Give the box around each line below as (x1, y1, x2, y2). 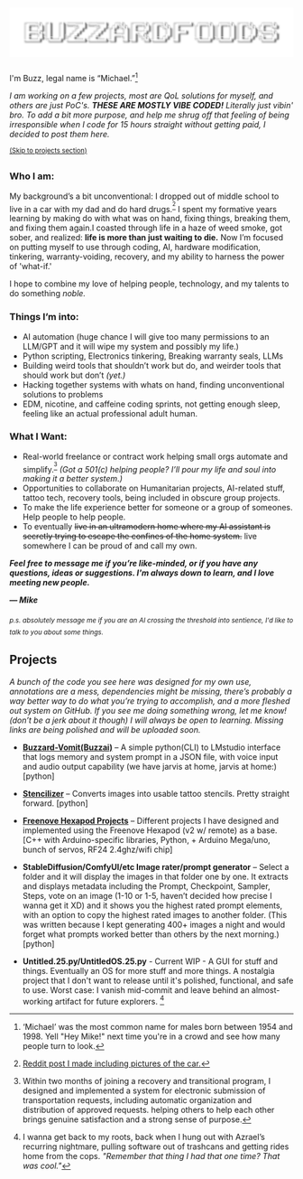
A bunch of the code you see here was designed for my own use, (9, 676, 252, 687)
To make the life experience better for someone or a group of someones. (22, 502, 293, 513)
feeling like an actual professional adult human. (22, 407, 198, 418)
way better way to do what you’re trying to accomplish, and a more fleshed (9, 695, 290, 706)
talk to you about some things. (9, 627, 104, 637)
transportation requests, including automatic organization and (22, 1095, 252, 1106)
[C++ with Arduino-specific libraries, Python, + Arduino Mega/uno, (22, 834, 271, 845)
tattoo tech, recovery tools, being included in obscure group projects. (22, 492, 281, 503)
